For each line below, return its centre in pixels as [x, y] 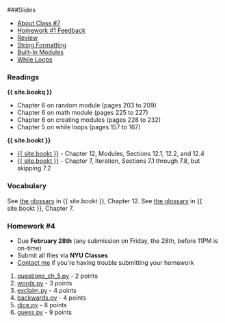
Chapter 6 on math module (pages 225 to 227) [82, 113]
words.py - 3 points [44, 283]
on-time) [29, 248]
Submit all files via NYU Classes [62, 255]
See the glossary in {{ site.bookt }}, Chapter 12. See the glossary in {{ [105, 201]
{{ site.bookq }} [30, 92]
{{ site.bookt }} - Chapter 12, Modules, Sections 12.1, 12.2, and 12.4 [111, 154]
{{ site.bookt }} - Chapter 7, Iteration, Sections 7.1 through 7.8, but [108, 161]
